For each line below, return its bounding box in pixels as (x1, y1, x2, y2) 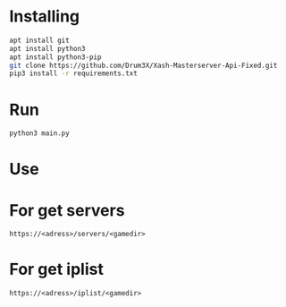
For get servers (9, 200, 125, 220)
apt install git (9, 36, 70, 45)
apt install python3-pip (9, 52, 102, 62)
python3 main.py (9, 129, 70, 138)
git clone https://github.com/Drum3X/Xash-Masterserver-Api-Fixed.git (9, 61, 278, 70)
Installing (9, 6, 80, 27)
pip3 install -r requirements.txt (9, 69, 139, 78)
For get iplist (9, 260, 105, 279)
